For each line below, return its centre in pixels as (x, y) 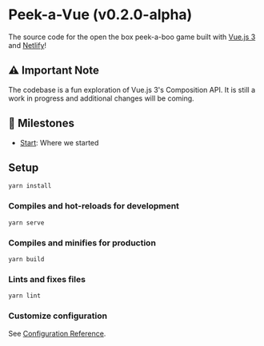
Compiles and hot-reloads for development (94, 206)
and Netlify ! (27, 45)
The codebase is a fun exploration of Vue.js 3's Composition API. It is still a (132, 89)
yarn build (26, 259)
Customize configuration (58, 316)
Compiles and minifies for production (82, 243)
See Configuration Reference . (57, 333)
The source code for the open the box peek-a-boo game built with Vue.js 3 (132, 37)
